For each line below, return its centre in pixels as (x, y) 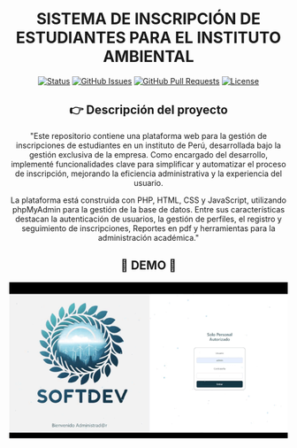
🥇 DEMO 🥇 (148, 266)
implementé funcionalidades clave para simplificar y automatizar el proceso (148, 164)
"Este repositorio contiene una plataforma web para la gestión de (148, 135)
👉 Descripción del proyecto (148, 110)
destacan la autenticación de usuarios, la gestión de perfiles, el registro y (148, 219)
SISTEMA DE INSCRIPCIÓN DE (148, 19)
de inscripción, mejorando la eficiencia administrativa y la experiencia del (148, 174)
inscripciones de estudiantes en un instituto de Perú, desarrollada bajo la (148, 145)
